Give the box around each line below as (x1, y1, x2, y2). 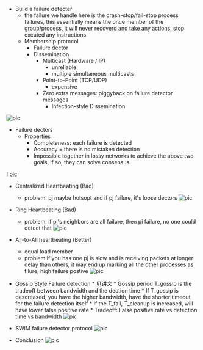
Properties (24, 133, 51, 140)
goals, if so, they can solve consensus (33, 159, 130, 166)
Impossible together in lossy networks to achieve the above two (33, 152, 194, 159)
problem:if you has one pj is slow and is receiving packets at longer (24, 255, 194, 261)
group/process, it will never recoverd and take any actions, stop (24, 24, 185, 32)
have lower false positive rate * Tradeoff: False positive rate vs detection (15, 307, 198, 313)
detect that (24, 224, 52, 232)
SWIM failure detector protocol (15, 325, 93, 332)
